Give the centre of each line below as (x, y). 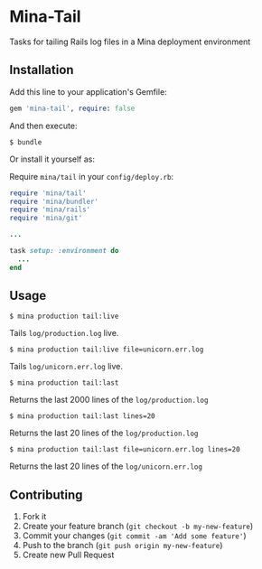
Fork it (34, 517)
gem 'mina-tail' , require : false (72, 108)
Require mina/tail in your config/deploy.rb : (92, 176)
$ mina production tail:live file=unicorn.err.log (107, 350)
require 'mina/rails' (50, 210)
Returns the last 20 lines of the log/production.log (104, 433)
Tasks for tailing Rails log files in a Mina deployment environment (130, 42)
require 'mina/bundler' (54, 201)
